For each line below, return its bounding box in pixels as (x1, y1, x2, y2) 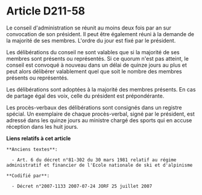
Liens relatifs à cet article (6, 134, 71, 142)
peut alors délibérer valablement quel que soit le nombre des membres (6, 67, 182, 75)
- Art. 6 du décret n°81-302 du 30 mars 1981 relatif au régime (11, 156, 177, 163)
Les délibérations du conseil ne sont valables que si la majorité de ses (6, 48, 180, 55)
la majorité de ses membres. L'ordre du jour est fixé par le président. (6, 37, 176, 44)
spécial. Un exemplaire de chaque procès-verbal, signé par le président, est (6, 110, 195, 117)
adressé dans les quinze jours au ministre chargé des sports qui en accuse (6, 116, 192, 124)
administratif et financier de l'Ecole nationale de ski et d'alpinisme (6, 162, 193, 168)
